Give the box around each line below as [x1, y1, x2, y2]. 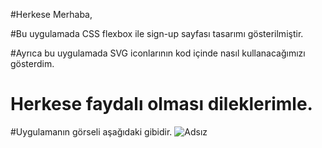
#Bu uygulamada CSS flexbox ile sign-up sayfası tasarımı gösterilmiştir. [10, 28, 304, 39]
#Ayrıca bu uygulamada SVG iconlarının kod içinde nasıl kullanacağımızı [10, 47, 306, 59]
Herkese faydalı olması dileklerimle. [10, 93, 313, 116]
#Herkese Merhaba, [10, 9, 93, 20]
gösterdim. [10, 58, 55, 69]
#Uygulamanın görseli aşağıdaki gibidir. [10, 125, 173, 138]
